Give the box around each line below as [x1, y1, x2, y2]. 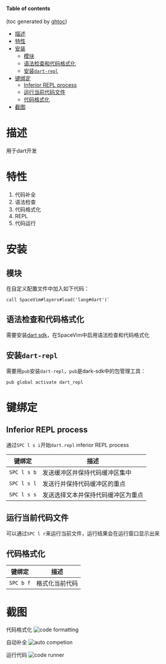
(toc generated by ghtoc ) [6, 18, 68, 25]
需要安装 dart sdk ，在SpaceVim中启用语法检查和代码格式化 [6, 331, 150, 338]
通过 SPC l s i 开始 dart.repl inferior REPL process [6, 441, 129, 448]
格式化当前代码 [36, 580, 78, 588]
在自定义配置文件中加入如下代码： [6, 285, 90, 292]
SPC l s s [9, 491, 37, 498]
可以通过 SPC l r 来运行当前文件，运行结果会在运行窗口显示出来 [6, 530, 160, 537]
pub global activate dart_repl [6, 379, 84, 385]
